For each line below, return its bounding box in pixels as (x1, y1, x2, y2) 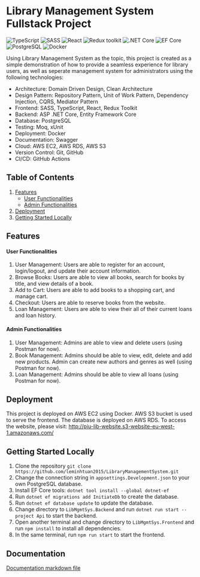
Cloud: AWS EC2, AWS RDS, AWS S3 (14, 142, 107, 149)
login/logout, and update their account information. (14, 267, 141, 274)
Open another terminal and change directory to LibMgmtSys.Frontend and (14, 518, 195, 526)
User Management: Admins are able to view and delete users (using (14, 339, 183, 346)
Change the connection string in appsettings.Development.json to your (14, 474, 190, 481)
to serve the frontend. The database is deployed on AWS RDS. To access (6, 417, 187, 424)
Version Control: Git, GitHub (14, 148, 84, 156)
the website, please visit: (6, 423, 68, 430)
